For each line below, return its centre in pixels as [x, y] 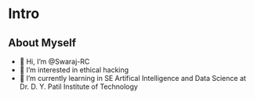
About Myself [42, 43]
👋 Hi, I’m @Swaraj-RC [54, 61]
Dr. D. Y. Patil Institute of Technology [79, 86]
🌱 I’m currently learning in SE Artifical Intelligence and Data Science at [133, 78]
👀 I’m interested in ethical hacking [74, 70]
